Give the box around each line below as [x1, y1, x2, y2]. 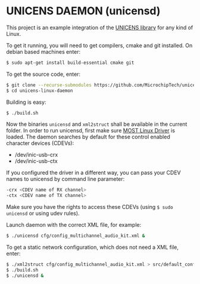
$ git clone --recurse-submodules [6, 82, 92, 88]
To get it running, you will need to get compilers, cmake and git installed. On [6, 42, 193, 49]
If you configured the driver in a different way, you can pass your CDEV [6, 169, 182, 177]
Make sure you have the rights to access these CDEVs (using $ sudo [6, 203, 174, 211]
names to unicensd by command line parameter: [6, 175, 125, 183]
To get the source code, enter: [6, 70, 81, 78]
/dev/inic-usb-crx [14, 151, 58, 159]
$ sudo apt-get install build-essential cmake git [6, 60, 135, 66]
